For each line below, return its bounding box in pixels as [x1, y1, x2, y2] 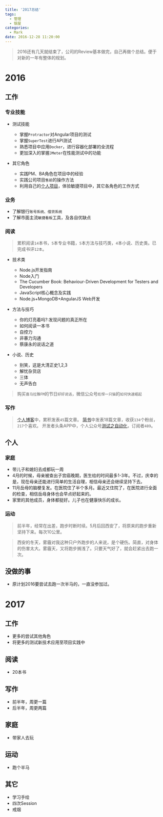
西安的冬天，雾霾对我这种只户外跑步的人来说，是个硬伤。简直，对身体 [17, 539, 159, 545]
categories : [5, 26, 29, 30]
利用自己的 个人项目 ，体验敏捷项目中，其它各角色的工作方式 [19, 183, 140, 189]
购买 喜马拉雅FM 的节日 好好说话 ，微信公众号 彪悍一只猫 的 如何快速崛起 [17, 391, 143, 397]
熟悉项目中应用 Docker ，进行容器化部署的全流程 [19, 143, 114, 150]
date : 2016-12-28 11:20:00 [5, 35, 60, 40]
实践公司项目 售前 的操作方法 [19, 177, 74, 183]
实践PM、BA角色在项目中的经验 [19, 170, 84, 177]
